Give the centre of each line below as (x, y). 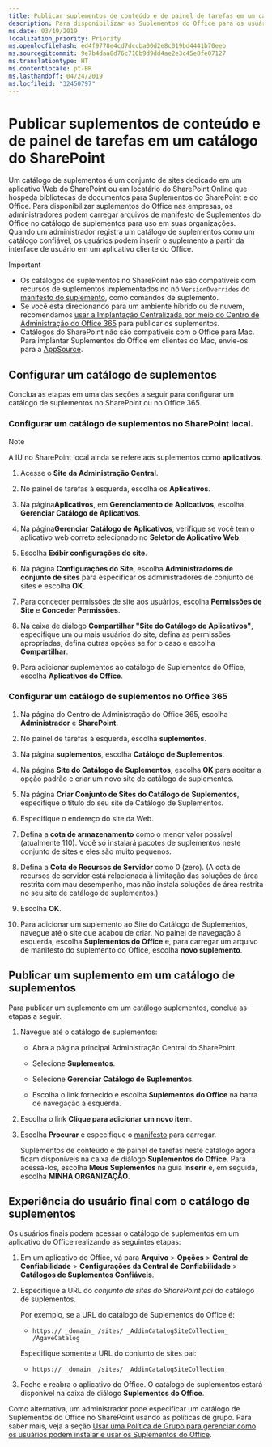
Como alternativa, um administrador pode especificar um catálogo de (124, 1409)
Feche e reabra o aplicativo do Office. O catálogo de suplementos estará (141, 1385)
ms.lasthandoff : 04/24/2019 (56, 76)
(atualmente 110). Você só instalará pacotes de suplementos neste (130, 842)
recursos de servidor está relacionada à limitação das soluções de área (139, 876)
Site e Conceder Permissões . (70, 610)
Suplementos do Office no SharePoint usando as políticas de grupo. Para (130, 1418)
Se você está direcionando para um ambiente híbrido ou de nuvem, (132, 306)
